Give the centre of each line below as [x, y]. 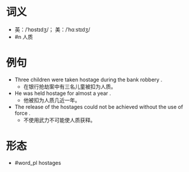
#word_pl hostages [38, 163]
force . [23, 113]
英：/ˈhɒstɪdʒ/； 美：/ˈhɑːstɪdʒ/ [52, 29]
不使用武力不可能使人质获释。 [59, 120]
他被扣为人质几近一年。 [52, 100]
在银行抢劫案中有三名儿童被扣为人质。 [70, 87]
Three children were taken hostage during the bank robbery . [88, 80]
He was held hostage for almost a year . [63, 93]
